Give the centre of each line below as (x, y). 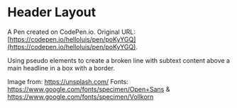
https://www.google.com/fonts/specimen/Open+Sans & (89, 89)
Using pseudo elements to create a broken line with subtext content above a (119, 60)
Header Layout (52, 12)
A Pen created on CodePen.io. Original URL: (72, 32)
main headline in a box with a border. (61, 68)
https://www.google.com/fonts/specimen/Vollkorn (81, 97)
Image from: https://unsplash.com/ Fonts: (68, 81)
